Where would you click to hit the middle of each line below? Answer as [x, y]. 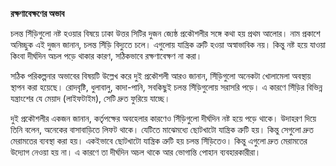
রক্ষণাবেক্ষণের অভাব [37, 13]
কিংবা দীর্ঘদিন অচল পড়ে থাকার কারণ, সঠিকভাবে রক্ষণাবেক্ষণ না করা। [106, 56]
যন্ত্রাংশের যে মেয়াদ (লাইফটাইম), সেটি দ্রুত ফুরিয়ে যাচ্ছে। [90, 98]
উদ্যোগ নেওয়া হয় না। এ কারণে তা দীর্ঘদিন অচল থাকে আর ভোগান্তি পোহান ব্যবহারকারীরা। [136, 152]
